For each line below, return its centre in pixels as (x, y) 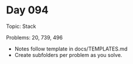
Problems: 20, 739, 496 (35, 37)
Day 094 (27, 10)
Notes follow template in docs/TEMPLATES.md (71, 49)
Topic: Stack (21, 26)
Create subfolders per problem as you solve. (68, 55)
